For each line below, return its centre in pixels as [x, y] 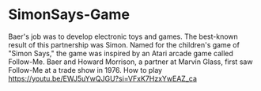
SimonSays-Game [69, 15]
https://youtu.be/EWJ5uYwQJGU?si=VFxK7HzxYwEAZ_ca [103, 78]
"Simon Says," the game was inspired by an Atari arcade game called [121, 53]
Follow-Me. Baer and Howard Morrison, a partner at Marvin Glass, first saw [130, 62]
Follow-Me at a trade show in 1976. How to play [85, 70]
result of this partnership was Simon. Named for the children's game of [124, 44]
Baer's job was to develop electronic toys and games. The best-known [123, 36]
